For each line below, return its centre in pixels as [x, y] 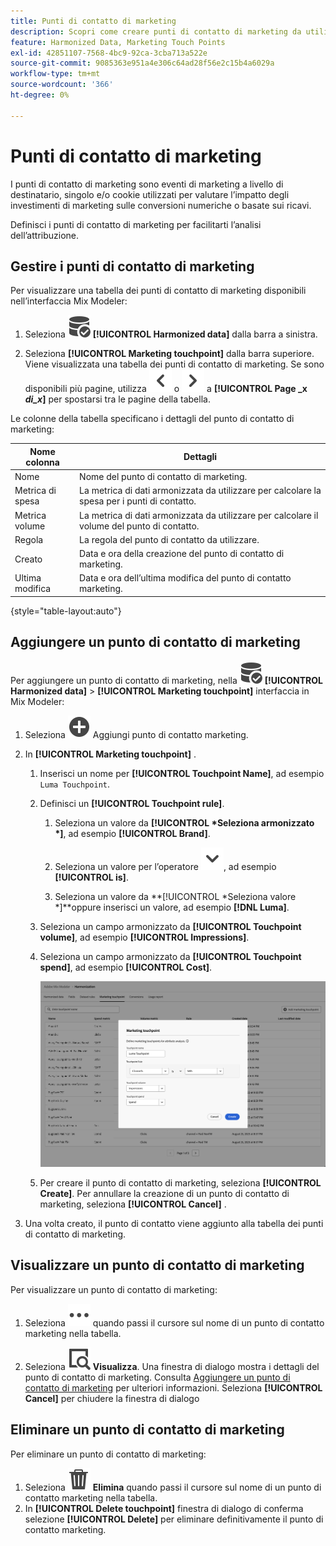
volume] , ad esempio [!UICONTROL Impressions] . [144, 937]
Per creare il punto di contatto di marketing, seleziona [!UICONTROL [180, 1182]
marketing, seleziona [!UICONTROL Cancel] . [133, 1204]
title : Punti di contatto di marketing [93, 21]
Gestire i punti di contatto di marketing [132, 266]
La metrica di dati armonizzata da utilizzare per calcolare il [199, 515]
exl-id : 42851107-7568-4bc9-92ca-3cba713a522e [109, 53]
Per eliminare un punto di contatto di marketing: [108, 1454]
